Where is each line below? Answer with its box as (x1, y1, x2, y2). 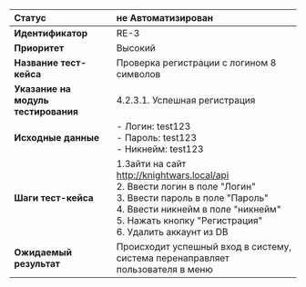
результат (14, 258, 61, 270)
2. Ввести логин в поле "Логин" (116, 181, 257, 193)
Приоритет (14, 42, 65, 54)
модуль (14, 94, 49, 106)
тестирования (14, 105, 79, 117)
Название (14, 56, 59, 69)
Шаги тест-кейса (14, 192, 94, 203)
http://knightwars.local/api (116, 169, 229, 181)
